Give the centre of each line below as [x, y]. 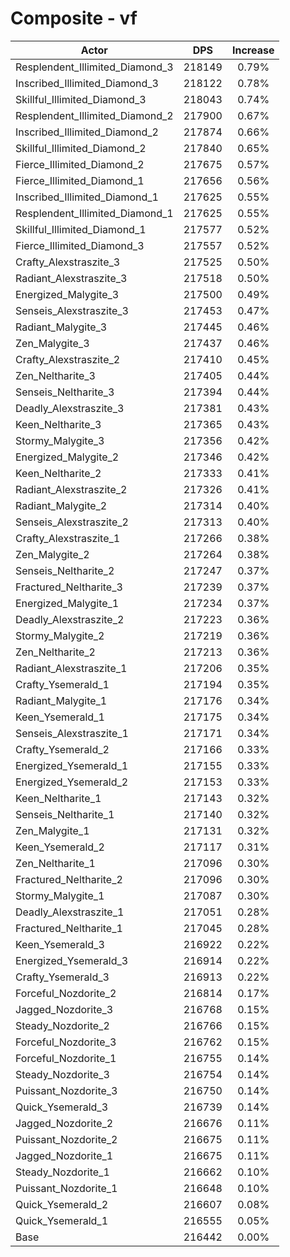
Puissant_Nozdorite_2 [66, 1139]
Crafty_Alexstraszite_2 [68, 359]
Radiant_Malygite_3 [61, 327]
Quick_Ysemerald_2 [62, 1204]
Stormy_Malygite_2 [60, 635]
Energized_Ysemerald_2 [72, 782]
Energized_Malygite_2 [67, 457]
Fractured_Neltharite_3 [69, 587]
